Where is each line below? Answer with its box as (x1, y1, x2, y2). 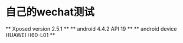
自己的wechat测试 (5, 5, 95, 19)
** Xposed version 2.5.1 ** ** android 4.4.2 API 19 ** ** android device (5, 25, 177, 32)
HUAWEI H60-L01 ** (5, 31, 55, 38)
